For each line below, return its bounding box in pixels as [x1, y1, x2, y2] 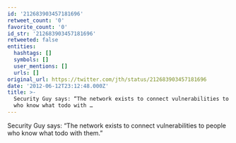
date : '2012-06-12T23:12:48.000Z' [7, 82, 110, 89]
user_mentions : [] [13, 63, 69, 70]
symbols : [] [13, 56, 49, 63]
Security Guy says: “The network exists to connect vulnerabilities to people [7, 121, 226, 130]
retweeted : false [7, 37, 59, 44]
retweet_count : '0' [7, 17, 65, 24]
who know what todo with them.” [7, 128, 103, 137]
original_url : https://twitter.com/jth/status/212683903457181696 [7, 75, 207, 83]
